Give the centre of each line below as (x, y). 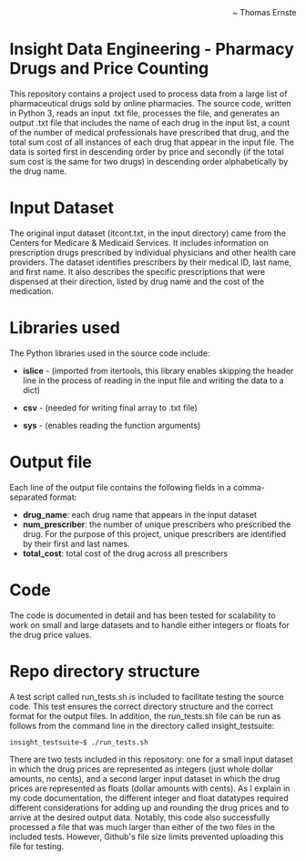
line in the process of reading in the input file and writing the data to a (153, 380)
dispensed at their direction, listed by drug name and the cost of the (137, 281)
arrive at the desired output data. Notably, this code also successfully (140, 817)
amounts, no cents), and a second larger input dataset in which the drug (145, 778)
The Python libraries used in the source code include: (110, 353)
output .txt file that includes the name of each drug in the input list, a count (149, 122)
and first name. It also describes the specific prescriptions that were (138, 271)
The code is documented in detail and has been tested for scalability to (143, 615)
